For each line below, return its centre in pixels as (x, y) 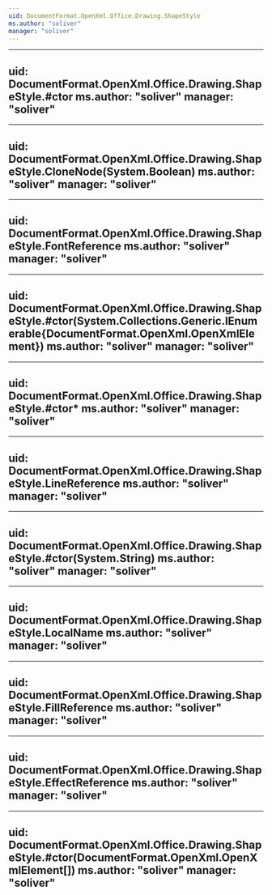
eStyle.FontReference (65, 247)
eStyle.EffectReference (69, 783)
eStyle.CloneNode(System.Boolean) (102, 171)
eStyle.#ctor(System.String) (82, 558)
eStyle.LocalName (56, 633)
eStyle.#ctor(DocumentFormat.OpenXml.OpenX (133, 857)
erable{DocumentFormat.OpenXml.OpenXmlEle (132, 334)
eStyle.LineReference (64, 483)
